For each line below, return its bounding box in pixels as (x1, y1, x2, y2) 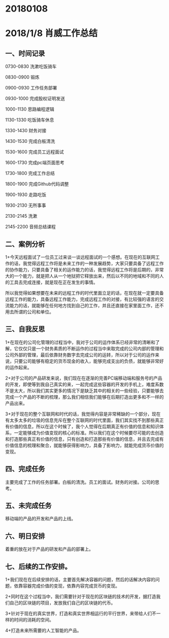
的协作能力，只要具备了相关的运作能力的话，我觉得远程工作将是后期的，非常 (5, 267, 164, 272)
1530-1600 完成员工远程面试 (5, 149, 64, 155)
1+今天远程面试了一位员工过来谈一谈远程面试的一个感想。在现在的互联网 (5, 254, 155, 260)
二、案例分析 (5, 240, 45, 248)
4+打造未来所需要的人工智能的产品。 (5, 627, 82, 633)
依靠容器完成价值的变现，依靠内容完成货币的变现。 (14, 583, 120, 589)
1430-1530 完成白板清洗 (5, 138, 55, 144)
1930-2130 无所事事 (5, 202, 46, 209)
